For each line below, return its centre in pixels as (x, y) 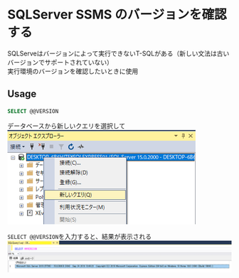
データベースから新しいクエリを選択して (67, 126)
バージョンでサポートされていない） (60, 62)
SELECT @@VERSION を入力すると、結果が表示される (79, 236)
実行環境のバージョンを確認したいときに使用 (73, 71)
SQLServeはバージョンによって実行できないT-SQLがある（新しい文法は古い (118, 53)
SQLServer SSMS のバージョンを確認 (117, 15)
